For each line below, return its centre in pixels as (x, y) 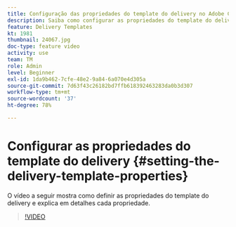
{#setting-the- (176, 161)
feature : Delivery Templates (50, 27)
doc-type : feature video (44, 46)
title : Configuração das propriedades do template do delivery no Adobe (116, 14)
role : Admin (25, 66)
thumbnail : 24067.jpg (39, 40)
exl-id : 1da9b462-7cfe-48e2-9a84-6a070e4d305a (77, 79)
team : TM (20, 60)
